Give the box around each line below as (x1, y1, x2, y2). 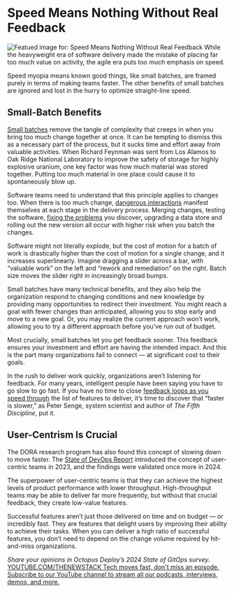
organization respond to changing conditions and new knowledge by (7, 292, 205, 300)
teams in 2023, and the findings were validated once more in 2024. (29, 462, 222, 470)
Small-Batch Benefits (7, 106, 102, 118)
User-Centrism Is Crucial (7, 429, 118, 441)
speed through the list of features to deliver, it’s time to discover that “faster (7, 393, 225, 402)
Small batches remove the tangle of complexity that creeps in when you (7, 125, 214, 134)
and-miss (7, 541, 35, 550)
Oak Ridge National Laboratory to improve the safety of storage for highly (7, 155, 219, 163)
